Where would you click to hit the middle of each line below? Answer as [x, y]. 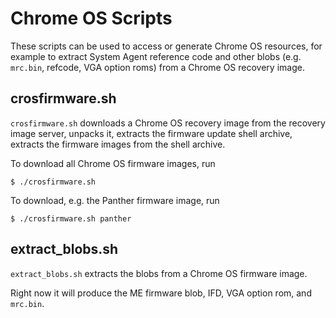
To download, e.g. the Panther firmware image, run [115, 200]
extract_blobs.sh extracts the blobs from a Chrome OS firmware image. [159, 273]
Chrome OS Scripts [91, 18]
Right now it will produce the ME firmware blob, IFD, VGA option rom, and [161, 293]
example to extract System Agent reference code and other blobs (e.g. [156, 56]
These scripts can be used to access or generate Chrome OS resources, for [166, 46]
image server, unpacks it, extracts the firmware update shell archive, [151, 133]
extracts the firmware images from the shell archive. [118, 144]
